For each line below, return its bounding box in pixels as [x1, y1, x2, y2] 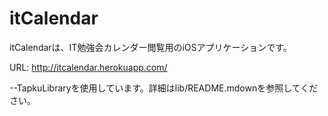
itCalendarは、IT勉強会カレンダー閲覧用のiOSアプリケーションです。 [9, 41, 292, 53]
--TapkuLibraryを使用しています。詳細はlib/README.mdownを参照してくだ [9, 82, 319, 94]
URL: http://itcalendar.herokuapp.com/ [9, 61, 168, 73]
